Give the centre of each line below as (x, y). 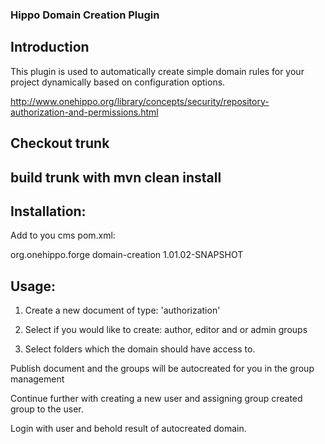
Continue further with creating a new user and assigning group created (156, 399)
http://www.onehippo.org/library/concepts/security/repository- (140, 101)
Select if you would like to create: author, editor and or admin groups (166, 330)
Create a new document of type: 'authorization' (122, 310)
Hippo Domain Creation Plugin (85, 15)
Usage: (33, 286)
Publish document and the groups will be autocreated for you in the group (162, 369)
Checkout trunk (60, 143)
